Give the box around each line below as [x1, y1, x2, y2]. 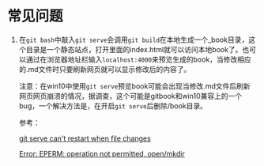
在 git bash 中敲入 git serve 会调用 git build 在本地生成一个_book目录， [18, 35, 249, 44]
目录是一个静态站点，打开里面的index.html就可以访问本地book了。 [25, 44, 243, 54]
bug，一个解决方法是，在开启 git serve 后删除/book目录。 [18, 100, 207, 111]
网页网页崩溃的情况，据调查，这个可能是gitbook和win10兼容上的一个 [18, 91, 243, 100]
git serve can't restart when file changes [18, 134, 151, 143]
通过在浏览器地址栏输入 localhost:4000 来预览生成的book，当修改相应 [25, 55, 252, 64]
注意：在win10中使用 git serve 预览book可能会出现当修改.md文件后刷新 [18, 81, 251, 91]
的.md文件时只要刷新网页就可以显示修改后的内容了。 [18, 64, 191, 74]
